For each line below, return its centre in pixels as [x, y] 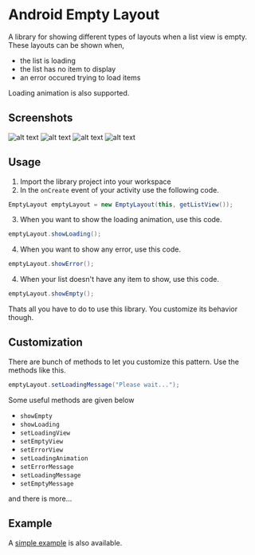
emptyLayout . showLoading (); [55, 234]
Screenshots [41, 118]
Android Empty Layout [84, 15]
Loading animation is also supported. [69, 92]
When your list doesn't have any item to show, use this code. [119, 279]
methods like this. [37, 370]
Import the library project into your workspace [95, 182]
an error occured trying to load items [80, 77]
